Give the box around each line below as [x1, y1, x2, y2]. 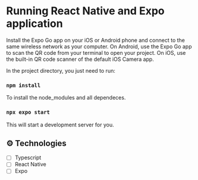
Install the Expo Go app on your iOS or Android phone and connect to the [6, 36, 186, 44]
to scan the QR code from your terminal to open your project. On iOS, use [6, 49, 186, 56]
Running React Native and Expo [6, 4, 165, 18]
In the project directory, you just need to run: [6, 67, 116, 74]
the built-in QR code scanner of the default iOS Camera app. [6, 55, 155, 63]
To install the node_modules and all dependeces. [6, 94, 126, 101]
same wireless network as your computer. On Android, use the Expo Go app [6, 43, 192, 50]
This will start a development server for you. [6, 121, 114, 128]
